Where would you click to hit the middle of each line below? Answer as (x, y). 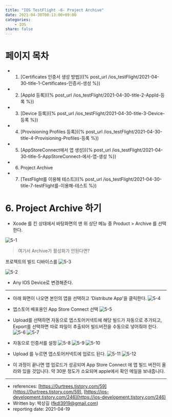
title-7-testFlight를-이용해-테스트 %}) (59, 186)
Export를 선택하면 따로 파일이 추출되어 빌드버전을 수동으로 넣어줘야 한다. (85, 326)
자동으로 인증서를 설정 (35, 343)
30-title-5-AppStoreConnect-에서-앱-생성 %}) (68, 157)
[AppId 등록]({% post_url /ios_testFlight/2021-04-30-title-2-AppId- (90, 95)
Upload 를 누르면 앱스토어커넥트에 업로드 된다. (59, 354)
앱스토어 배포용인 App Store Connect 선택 (56, 309)
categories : (18, 20)
